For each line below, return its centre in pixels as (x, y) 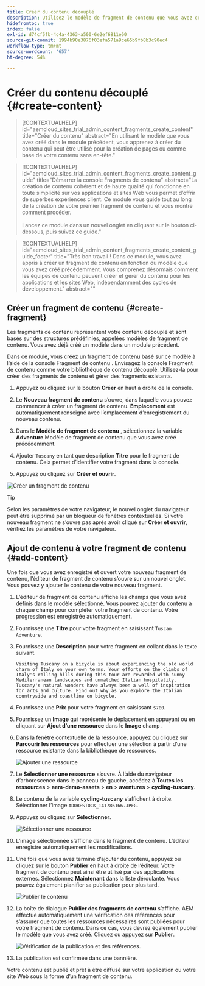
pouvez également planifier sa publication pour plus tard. (87, 885)
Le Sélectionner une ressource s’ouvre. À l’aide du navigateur (94, 774)
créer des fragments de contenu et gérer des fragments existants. (90, 376)
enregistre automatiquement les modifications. (74, 847)
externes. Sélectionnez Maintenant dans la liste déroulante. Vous (98, 879)
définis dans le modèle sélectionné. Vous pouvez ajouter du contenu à (104, 603)
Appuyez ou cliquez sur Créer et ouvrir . (66, 474)
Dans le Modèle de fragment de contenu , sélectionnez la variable (99, 431)
